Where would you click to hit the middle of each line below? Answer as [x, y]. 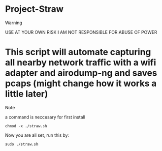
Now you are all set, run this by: [37, 135]
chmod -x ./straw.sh [26, 126]
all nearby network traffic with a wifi [81, 63]
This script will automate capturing [78, 52]
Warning [14, 23]
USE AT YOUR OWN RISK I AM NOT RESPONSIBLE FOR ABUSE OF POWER [81, 32]
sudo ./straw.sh [22, 144]
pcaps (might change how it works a [81, 83]
